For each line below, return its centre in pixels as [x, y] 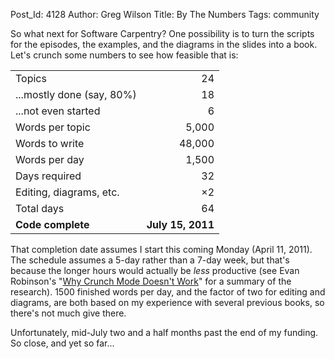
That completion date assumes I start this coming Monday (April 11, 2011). [161, 249]
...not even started [58, 111]
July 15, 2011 [180, 224]
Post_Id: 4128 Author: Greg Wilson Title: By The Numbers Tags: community [165, 14]
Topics [31, 78]
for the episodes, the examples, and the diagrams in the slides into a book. [164, 44]
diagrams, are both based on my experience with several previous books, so [167, 302]
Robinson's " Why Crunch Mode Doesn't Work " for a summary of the [151, 281]
